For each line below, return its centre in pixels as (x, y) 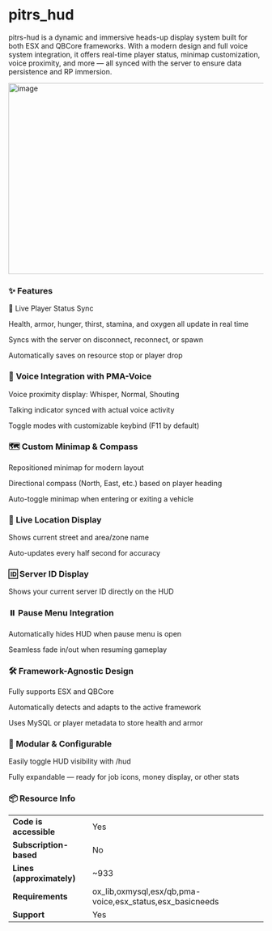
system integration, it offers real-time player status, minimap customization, (134, 54)
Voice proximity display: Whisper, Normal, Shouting (94, 394)
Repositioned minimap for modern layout (76, 468)
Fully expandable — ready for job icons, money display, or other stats (124, 777)
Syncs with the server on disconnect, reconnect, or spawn (106, 340)
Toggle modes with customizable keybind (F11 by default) (104, 425)
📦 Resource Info (42, 798)
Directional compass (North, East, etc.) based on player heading (115, 483)
